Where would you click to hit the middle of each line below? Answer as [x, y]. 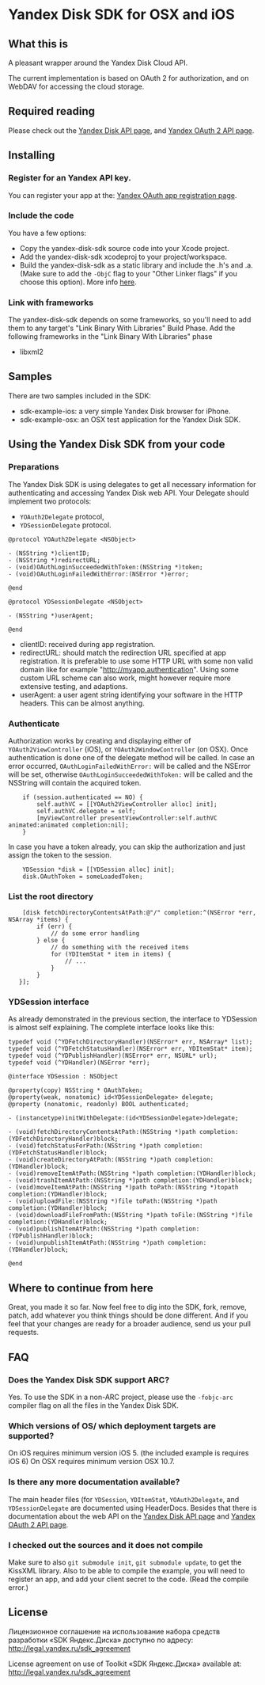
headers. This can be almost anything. [82, 703]
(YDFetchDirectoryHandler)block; [63, 1139]
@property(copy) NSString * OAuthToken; [76, 1090]
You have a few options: [47, 233]
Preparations [34, 467]
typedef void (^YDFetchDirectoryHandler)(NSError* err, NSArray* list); [131, 1042]
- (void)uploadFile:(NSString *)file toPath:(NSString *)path [113, 1201]
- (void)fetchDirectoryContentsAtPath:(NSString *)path [102, 1132]
